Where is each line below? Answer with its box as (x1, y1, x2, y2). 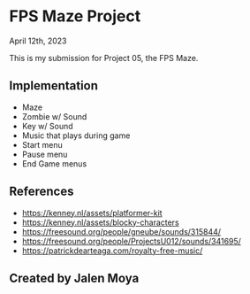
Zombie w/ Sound (21, 111, 87, 121)
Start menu (21, 139, 64, 150)
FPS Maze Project (9, 6, 141, 27)
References (9, 184, 74, 199)
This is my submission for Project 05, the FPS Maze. (9, 52, 199, 63)
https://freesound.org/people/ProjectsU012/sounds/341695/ (21, 236, 241, 246)
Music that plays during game (21, 130, 131, 141)
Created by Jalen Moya (9, 270, 140, 285)
